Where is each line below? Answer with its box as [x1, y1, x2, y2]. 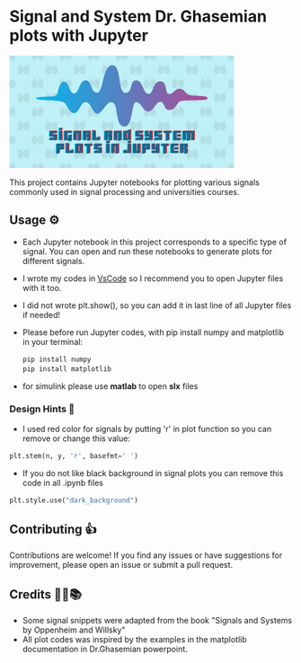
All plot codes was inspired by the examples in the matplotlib [22, 634, 247, 645]
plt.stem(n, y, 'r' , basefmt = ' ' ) [9, 451, 139, 460]
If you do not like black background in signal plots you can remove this [22, 467, 284, 478]
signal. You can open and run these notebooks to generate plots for [22, 245, 272, 257]
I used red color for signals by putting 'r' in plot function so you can [22, 423, 272, 434]
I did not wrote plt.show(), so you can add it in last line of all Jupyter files [22, 299, 292, 311]
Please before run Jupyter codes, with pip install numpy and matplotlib [22, 326, 285, 338]
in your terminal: [22, 336, 84, 347]
